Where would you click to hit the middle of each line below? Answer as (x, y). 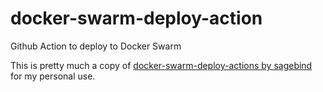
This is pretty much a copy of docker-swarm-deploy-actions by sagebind (161, 65)
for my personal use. (53, 76)
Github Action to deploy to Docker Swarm (96, 46)
